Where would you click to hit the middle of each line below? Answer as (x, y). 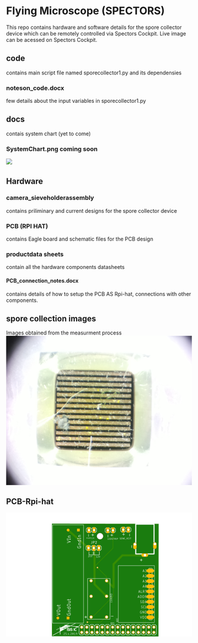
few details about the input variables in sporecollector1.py (76, 101)
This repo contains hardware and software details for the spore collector (94, 27)
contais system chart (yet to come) (49, 134)
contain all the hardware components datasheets (65, 267)
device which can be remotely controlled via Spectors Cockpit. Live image (96, 33)
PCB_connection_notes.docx (42, 281)
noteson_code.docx (35, 88)
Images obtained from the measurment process (64, 333)
